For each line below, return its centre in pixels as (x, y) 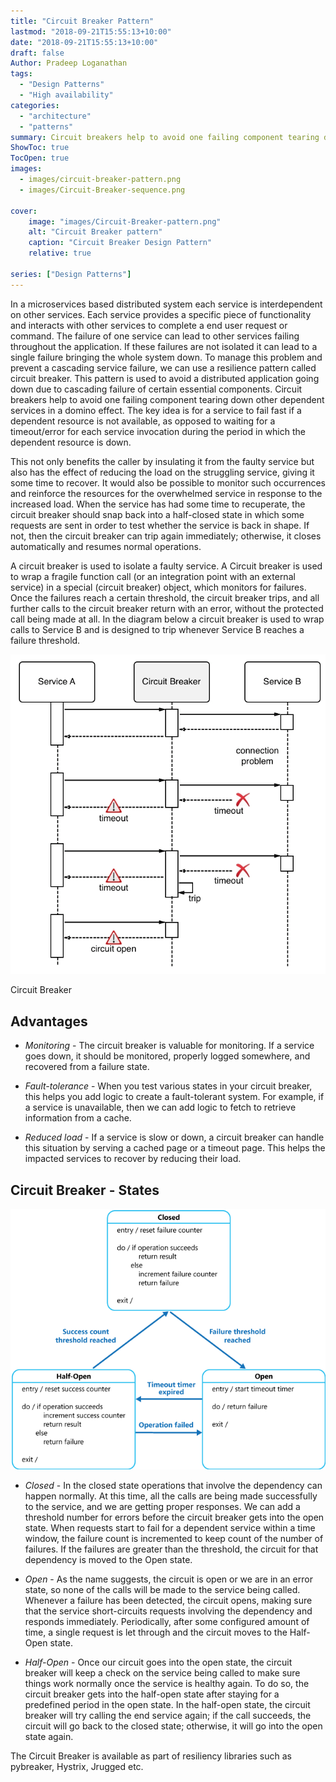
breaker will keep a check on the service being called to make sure (162, 1673)
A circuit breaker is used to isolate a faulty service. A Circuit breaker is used (166, 566)
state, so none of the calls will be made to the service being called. (162, 1590)
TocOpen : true (40, 158)
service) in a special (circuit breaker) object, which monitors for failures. (158, 587)
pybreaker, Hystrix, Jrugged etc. (77, 1767)
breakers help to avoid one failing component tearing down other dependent (167, 399)
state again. (49, 1737)
